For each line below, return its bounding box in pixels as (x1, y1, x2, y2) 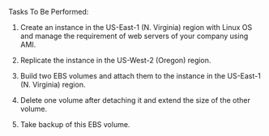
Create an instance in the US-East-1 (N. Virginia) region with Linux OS (19, 23, 253, 32)
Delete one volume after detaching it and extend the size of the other (19, 96, 251, 104)
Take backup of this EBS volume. (19, 120, 130, 129)
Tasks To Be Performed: (8, 7, 89, 16)
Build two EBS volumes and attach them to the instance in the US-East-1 (19, 71, 261, 80)
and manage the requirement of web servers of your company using (19, 32, 249, 40)
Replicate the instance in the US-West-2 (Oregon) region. (19, 56, 211, 65)
